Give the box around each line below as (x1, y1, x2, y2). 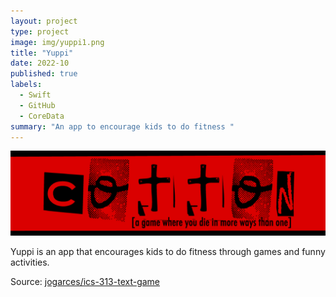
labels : (10, 80, 43, 90)
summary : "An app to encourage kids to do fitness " (10, 121, 235, 132)
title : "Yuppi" (10, 48, 74, 58)
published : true (10, 69, 78, 79)
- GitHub (19, 100, 56, 110)
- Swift (19, 90, 52, 100)
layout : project (10, 16, 78, 26)
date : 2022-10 (10, 58, 70, 69)
